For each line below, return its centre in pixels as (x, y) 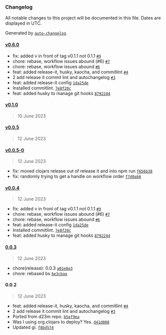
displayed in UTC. (24, 23)
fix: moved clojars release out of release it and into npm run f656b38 (82, 171)
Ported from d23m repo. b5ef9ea (46, 316)
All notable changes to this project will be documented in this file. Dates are (83, 18)
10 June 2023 (32, 116)
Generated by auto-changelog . (36, 33)
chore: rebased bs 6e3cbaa (40, 273)
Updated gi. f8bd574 (33, 327)
